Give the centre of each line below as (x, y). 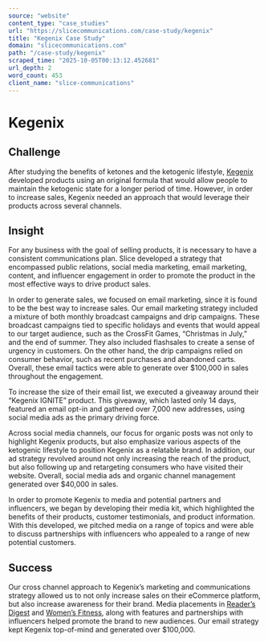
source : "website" (39, 16)
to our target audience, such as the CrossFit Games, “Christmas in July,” (128, 334)
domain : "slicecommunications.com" (68, 46)
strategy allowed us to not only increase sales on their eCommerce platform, (134, 595)
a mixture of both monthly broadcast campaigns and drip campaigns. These (134, 317)
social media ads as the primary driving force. (84, 417)
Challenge (35, 152)
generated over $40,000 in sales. (63, 484)
